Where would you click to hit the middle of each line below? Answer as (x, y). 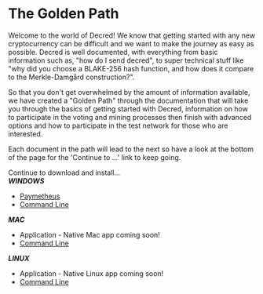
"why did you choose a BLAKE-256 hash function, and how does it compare (131, 68)
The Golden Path (64, 14)
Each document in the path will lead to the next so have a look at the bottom (131, 149)
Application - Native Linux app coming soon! (91, 273)
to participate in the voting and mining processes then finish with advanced (130, 117)
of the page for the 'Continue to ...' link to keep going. (95, 157)
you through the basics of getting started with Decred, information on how (128, 109)
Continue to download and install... (64, 172)
